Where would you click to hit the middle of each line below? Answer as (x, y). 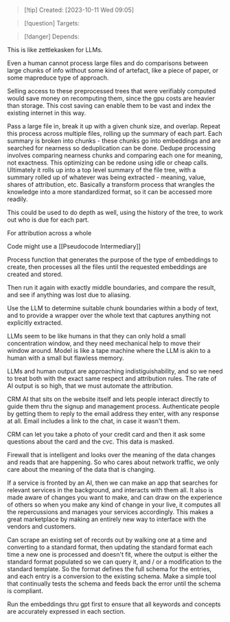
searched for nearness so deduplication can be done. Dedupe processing (112, 148)
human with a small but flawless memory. (66, 358)
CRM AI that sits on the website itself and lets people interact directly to (108, 399)
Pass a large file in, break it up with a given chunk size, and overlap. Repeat (114, 126)
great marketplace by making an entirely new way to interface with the (107, 519)
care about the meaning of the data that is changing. (81, 469)
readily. (18, 199)
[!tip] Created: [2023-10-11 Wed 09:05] (79, 10)
